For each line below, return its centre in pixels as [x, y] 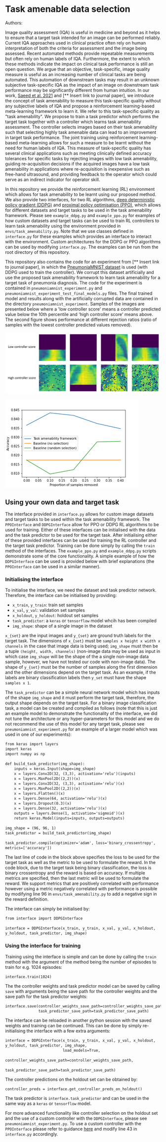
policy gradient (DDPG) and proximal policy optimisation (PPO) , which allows [83, 205]
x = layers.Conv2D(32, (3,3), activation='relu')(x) [69, 784]
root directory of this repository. [38, 252]
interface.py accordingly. [32, 1134]
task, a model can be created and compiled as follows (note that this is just [81, 708]
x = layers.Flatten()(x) [40, 794]
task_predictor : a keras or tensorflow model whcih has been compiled [84, 621]
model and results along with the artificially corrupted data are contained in [82, 298]
